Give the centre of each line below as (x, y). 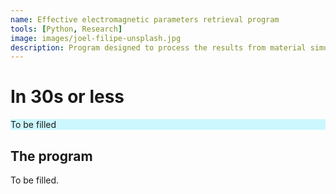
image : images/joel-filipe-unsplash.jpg (96, 38)
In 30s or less (67, 97)
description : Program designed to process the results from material (158, 47)
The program (51, 156)
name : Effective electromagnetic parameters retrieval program (145, 19)
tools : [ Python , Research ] (66, 29)
